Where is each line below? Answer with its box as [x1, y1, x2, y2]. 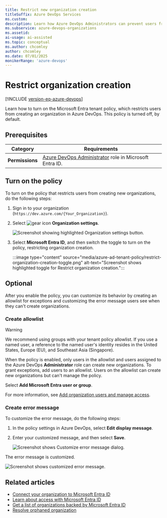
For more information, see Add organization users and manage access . [5, 392, 151, 398]
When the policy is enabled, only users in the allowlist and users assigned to [5, 356, 162, 362]
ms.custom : [5, 16, 28, 21]
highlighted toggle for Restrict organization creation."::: [12, 265, 125, 271]
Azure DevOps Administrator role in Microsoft [42, 154, 149, 161]
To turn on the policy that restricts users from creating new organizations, [5, 190, 156, 196]
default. [5, 116, 21, 122]
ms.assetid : [5, 30, 30, 35]
